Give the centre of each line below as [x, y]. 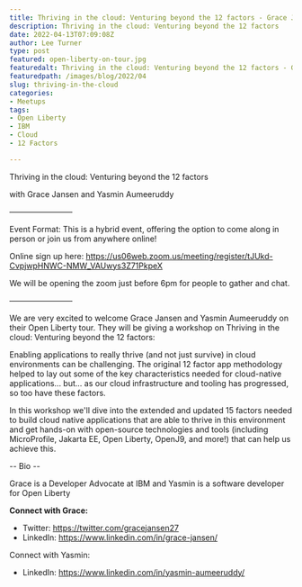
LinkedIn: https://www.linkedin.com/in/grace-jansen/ [120, 537]
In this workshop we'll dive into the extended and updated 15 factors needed [151, 410]
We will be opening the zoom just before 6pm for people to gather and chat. [150, 283]
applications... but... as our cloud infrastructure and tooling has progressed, [149, 383]
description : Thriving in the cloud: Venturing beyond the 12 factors [144, 26]
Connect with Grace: [49, 510]
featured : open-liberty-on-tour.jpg [78, 59]
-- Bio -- [25, 465]
